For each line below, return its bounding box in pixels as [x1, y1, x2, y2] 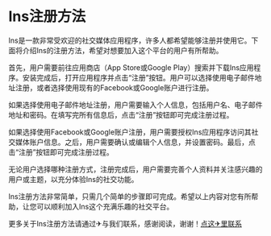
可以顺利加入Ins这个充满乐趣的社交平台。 [35, 201, 174, 211]
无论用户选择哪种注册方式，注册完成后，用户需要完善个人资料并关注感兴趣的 [8, 164, 263, 174]
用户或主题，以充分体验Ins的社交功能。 [8, 174, 139, 184]
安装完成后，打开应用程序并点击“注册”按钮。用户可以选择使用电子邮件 [22, 72, 256, 82]
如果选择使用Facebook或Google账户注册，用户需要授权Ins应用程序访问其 [8, 126, 252, 137]
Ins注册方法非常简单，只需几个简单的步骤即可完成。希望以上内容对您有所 [8, 191, 252, 201]
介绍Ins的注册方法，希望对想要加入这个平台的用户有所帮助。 [22, 45, 223, 55]
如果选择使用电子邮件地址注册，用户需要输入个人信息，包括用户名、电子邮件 [8, 100, 263, 110]
